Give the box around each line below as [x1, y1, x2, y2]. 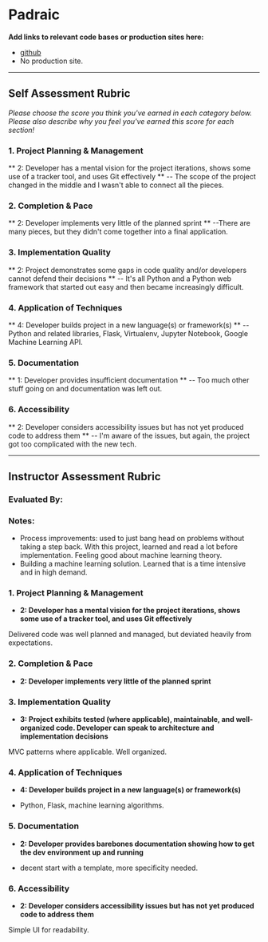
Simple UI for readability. [8, 924, 89, 934]
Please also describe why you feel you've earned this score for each [8, 116, 235, 126]
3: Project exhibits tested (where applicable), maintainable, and [19, 715, 235, 724]
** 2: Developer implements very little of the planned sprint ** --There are [8, 218, 251, 228]
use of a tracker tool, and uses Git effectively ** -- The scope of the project [8, 172, 257, 182]
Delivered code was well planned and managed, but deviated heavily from [8, 630, 252, 639]
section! [8, 125, 35, 134]
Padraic [8, 6, 61, 24]
